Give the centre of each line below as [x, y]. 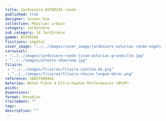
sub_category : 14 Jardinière [35, 33]
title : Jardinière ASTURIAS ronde [41, 10]
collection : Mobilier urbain [35, 23]
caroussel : [16, 51]
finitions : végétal [25, 42]
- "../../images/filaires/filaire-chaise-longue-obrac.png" [70, 74]
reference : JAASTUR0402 [30, 79]
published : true [22, 14]
